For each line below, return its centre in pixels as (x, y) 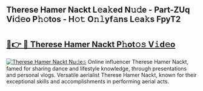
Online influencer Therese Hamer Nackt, (138, 62)
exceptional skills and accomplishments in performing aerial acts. (88, 81)
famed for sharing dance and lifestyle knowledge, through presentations (96, 68)
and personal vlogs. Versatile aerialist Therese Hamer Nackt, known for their (101, 75)
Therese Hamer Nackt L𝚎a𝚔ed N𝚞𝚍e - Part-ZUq (98, 10)
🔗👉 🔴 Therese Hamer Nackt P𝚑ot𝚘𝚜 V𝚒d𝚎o (91, 44)
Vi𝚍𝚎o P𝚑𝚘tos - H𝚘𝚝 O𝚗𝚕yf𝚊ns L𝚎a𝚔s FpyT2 (94, 20)
